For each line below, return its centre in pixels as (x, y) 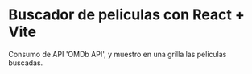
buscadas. (26, 63)
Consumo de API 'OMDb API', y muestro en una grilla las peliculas (118, 54)
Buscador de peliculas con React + (127, 15)
